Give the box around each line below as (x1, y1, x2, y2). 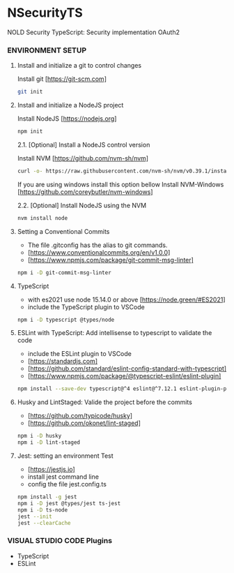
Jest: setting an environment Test (17, 452, 114, 460)
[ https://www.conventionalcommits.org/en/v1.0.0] (27, 248, 171, 256)
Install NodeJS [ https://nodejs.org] (17, 114, 117, 123)
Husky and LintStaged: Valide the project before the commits (17, 398, 193, 406)
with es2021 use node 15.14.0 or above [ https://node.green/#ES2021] (27, 295, 226, 304)
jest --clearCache (17, 519, 71, 526)
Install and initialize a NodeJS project (17, 101, 124, 110)
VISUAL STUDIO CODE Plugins (7, 536, 113, 546)
